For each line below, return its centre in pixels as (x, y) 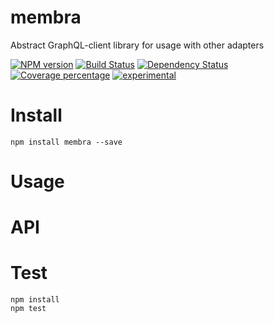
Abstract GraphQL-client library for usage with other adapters (137, 45)
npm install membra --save (66, 142)
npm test (28, 309)
